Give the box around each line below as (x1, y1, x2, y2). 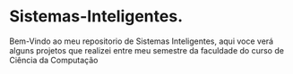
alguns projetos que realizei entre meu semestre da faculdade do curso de (9, 45, 285, 55)
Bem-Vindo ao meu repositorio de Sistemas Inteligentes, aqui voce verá (9, 36, 274, 46)
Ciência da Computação (9, 54, 99, 65)
